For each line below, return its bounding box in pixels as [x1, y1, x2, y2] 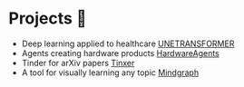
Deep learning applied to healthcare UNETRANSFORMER [21, 38, 235, 49]
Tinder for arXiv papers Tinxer [21, 57, 135, 68]
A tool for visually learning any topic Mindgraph [21, 67, 200, 78]
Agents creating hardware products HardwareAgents [21, 47, 220, 58]
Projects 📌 [8, 8, 87, 29]
